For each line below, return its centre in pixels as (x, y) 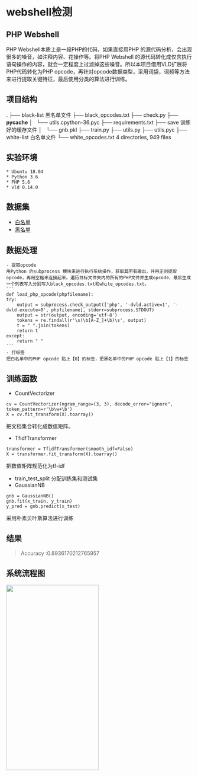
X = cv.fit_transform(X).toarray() (50, 415)
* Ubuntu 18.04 (25, 172)
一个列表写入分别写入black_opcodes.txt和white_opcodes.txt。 (78, 284)
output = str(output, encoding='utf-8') (67, 315)
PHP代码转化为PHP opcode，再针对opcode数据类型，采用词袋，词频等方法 (98, 71)
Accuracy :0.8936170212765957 (60, 553)
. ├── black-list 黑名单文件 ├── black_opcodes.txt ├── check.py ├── (92, 115)
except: (16, 336)
